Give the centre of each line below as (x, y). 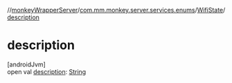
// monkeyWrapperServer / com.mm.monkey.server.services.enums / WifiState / (116, 10)
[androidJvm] (27, 64)
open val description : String (47, 71)
